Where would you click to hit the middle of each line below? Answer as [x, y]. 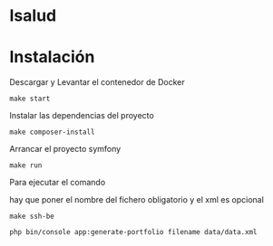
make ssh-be [32, 217]
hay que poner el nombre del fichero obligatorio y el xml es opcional [137, 200]
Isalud [33, 16]
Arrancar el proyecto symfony [65, 149]
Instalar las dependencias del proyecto [82, 116]
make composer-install [52, 132]
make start [30, 99]
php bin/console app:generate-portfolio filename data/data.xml [133, 232]
